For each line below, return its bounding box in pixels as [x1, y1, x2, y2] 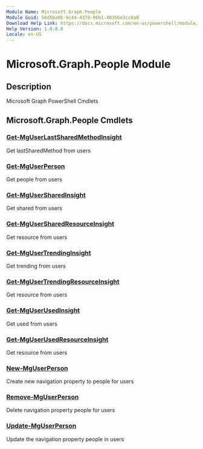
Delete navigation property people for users [6, 407, 115, 414]
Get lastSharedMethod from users [6, 146, 91, 154]
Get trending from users [6, 263, 66, 269]
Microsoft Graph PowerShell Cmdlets [6, 97, 98, 105]
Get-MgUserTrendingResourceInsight [6, 277, 120, 286]
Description [6, 81, 51, 91]
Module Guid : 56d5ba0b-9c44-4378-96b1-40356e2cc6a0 [6, 15, 139, 21]
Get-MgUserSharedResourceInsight [6, 220, 115, 228]
